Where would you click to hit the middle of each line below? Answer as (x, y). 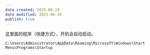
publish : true (20, 19)
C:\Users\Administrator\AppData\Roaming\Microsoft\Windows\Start (75, 43)
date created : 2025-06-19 (32, 10)
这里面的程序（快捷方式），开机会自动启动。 (50, 34)
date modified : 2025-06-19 (33, 14)
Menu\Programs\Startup (29, 48)
